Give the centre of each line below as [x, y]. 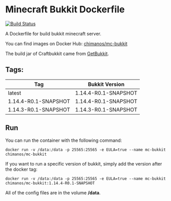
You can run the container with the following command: [64, 140]
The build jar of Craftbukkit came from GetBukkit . [57, 53]
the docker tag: [21, 169]
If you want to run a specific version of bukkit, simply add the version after [84, 163]
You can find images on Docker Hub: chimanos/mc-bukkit [67, 43]
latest [15, 93]
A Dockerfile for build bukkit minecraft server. [53, 33]
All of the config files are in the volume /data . [53, 193]
